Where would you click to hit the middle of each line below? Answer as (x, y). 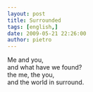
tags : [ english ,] (33, 27)
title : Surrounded (34, 20)
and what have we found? (45, 67)
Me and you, (25, 60)
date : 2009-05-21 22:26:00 (47, 33)
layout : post (26, 14)
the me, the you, (31, 75)
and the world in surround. (46, 82)
